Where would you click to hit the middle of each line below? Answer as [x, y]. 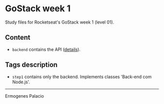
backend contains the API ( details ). [46, 49]
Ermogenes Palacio [24, 96]
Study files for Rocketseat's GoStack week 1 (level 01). [60, 22]
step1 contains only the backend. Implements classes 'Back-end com [82, 77]
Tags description [31, 65]
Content [18, 38]
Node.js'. [21, 82]
